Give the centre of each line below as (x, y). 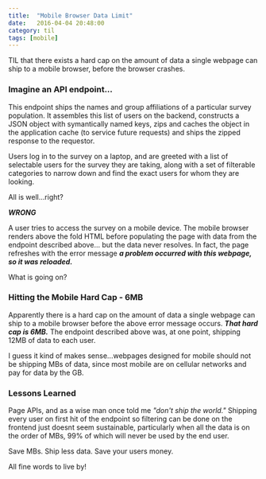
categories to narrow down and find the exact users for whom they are (124, 173)
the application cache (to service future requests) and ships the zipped (124, 132)
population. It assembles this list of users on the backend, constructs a (124, 115)
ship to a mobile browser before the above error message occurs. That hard (133, 323)
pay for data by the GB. (46, 372)
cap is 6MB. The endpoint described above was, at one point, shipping (124, 332)
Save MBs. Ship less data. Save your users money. (91, 451)
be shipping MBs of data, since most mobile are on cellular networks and (127, 364)
